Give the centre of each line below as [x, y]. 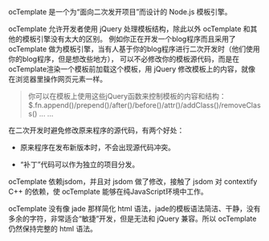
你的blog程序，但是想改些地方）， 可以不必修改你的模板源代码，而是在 [124, 59]
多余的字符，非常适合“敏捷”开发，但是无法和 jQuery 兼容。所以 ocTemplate [132, 219]
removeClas [241, 105]
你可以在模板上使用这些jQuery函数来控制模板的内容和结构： [127, 96]
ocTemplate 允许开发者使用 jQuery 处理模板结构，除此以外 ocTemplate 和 [129, 29]
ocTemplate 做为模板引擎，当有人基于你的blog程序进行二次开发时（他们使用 [134, 49]
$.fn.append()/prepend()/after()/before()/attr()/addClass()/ [125, 105]
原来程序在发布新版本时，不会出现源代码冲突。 [97, 147]
